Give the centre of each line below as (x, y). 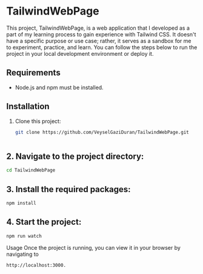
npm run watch (24, 236)
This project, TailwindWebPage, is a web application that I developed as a (98, 28)
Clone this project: (38, 121)
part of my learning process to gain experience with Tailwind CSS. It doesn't (101, 34)
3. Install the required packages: (69, 189)
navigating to (23, 254)
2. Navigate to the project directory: (75, 156)
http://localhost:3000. (36, 265)
